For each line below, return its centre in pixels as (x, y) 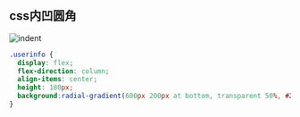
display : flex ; (46, 63)
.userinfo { (31, 54)
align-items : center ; (58, 79)
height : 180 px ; (46, 88)
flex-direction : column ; (63, 71)
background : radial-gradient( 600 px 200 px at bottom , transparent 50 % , (149, 96)
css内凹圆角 (43, 16)
